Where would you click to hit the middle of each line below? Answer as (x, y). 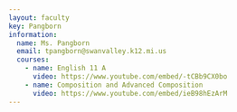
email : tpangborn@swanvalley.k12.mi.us (92, 51)
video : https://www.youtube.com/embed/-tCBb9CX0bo (130, 77)
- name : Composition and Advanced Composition (114, 85)
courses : (33, 60)
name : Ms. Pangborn (53, 43)
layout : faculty (39, 18)
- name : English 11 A (65, 69)
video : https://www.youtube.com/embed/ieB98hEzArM (130, 93)
